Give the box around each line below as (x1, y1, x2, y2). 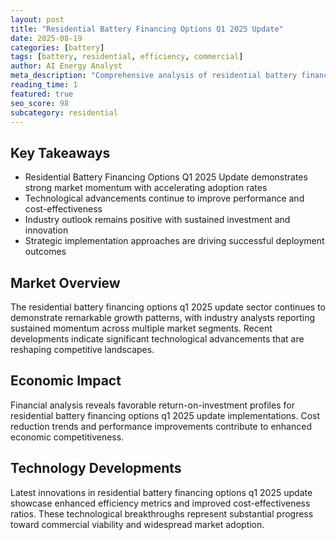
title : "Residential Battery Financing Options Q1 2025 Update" (10, 24, 284, 34)
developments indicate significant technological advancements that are (10, 333, 305, 345)
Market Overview (10, 274, 121, 291)
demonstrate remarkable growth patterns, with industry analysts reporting (10, 312, 316, 323)
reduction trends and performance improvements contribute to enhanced (10, 420, 312, 432)
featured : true (10, 89, 74, 99)
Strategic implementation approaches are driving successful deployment (24, 235, 325, 247)
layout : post (10, 14, 65, 25)
